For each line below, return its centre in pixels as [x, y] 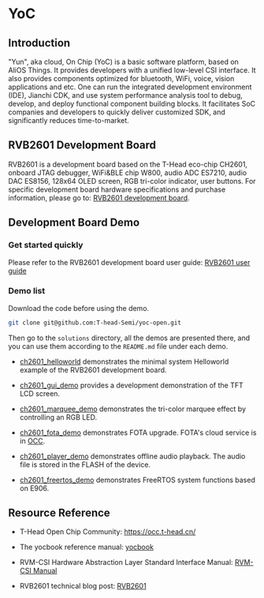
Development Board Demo [74, 223]
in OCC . [32, 441]
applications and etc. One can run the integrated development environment [130, 87]
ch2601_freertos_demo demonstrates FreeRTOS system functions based [138, 480]
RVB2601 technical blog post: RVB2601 [83, 586]
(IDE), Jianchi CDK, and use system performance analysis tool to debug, [125, 95]
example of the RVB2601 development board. [93, 370]
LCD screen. [40, 393]
